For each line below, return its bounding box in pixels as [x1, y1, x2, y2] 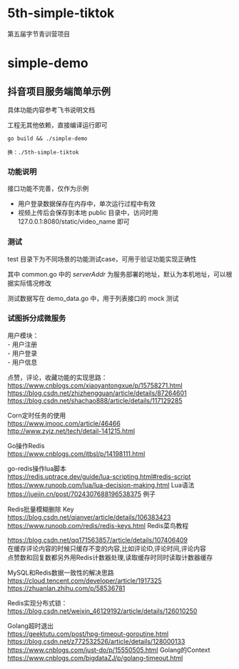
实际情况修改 [13, 279, 51, 287]
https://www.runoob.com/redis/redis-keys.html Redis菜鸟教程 [7, 521, 189, 530]
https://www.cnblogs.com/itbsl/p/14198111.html [7, 449, 146, 458]
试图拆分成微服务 [7, 313, 66, 323]
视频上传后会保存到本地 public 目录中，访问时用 [17, 209, 158, 217]
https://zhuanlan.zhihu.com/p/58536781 [7, 584, 126, 593]
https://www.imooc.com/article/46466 [7, 419, 121, 427]
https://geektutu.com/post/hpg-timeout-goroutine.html [7, 629, 169, 638]
